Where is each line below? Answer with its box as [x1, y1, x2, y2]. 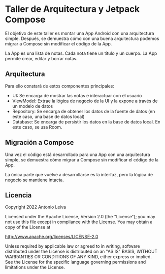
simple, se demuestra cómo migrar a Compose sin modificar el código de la [5, 157, 159, 162]
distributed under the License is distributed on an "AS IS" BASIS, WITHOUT [5, 248, 158, 255]
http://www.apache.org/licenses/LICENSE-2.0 [5, 234, 99, 240]
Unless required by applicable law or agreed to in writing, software [5, 243, 140, 249]
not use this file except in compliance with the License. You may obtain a [5, 219, 153, 225]
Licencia [5, 191, 32, 199]
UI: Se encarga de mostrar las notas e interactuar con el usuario [12, 92, 142, 98]
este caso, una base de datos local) [12, 114, 85, 119]
